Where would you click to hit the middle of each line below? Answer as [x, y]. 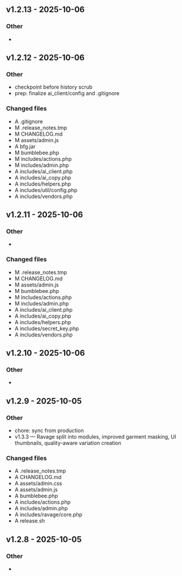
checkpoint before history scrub [53, 87]
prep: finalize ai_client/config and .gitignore [67, 93]
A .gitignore [28, 121]
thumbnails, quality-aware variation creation [68, 443]
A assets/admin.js [36, 490]
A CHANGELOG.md [38, 477]
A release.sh [30, 521]
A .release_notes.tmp [40, 471]
